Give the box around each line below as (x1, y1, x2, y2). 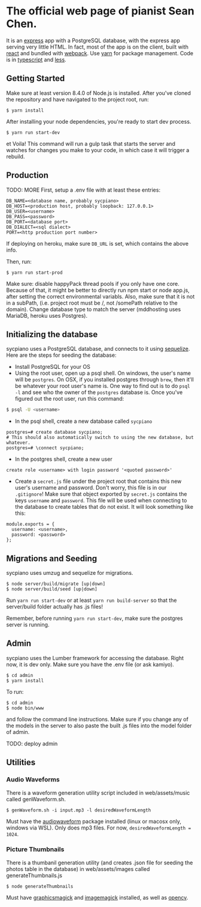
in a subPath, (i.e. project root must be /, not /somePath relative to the (6, 299, 178, 306)
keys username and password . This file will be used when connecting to (14, 497, 187, 504)
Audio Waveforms (6, 775, 60, 784)
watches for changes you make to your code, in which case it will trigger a (6, 146, 190, 154)
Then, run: (6, 258, 32, 265)
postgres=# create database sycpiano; (6, 429, 103, 435)
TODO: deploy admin (6, 740, 58, 747)
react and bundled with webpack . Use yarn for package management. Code (6, 49, 194, 56)
